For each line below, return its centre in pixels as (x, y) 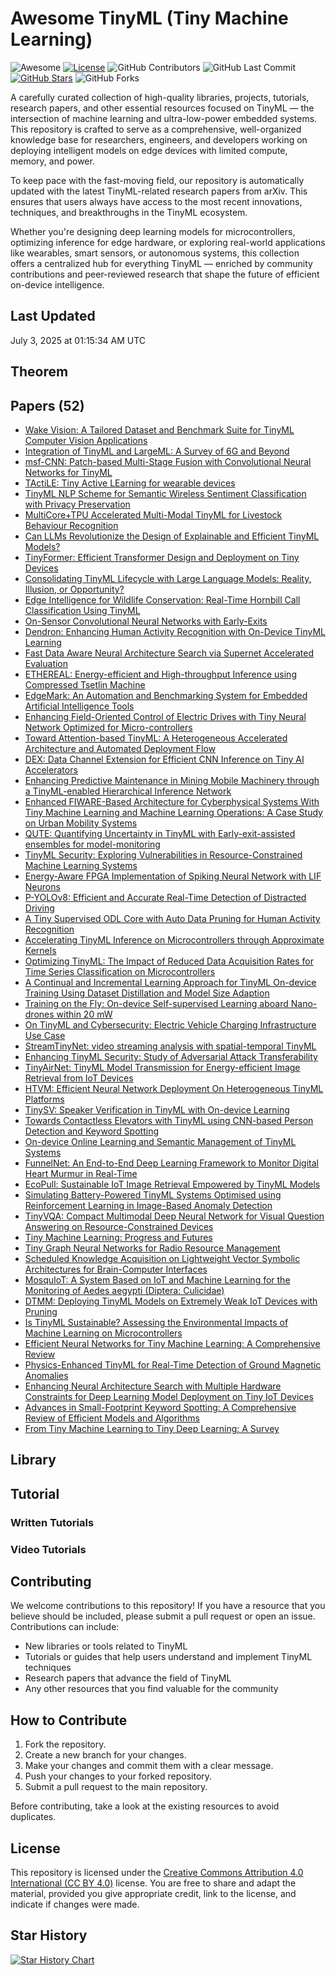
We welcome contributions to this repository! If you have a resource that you (168, 1606)
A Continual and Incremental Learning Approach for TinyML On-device (170, 982)
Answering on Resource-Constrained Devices (119, 1226)
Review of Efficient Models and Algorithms (112, 1418)
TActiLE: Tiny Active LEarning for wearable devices (130, 483)
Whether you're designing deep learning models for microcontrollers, (153, 231)
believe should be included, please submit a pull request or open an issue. (163, 1616)
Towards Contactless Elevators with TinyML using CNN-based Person (169, 1120)
